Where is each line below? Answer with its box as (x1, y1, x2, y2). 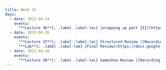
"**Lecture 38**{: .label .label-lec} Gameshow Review (18, 58, 134, 63)
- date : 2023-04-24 (9, 16, 50, 21)
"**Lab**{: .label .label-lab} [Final (18, 44, 98, 49)
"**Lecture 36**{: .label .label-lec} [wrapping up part (18, 26, 138, 31)
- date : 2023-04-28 (9, 48, 50, 53)
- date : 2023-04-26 (9, 30, 50, 35)
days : (5, 12, 16, 17)
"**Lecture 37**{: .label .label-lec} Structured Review (18, 39, 138, 44)
